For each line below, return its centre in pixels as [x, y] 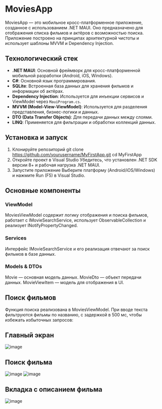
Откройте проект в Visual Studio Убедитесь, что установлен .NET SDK [85, 160]
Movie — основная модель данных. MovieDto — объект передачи [73, 277]
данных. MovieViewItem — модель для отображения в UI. [64, 282]
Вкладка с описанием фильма [54, 389]
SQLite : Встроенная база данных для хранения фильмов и [73, 86]
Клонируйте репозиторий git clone [48, 149]
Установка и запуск [36, 138]
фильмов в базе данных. [30, 254]
